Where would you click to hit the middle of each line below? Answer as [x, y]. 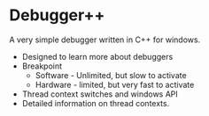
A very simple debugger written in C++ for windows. [105, 40]
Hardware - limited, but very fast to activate [115, 84]
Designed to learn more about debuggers [97, 56]
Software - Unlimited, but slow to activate [111, 75]
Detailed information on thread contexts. [96, 103]
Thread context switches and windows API [100, 94]
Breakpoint [42, 66]
